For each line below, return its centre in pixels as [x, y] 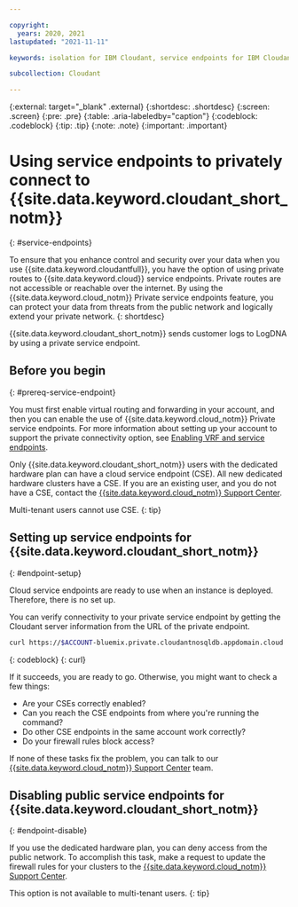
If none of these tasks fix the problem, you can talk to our [114, 758]
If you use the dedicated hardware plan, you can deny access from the [138, 848]
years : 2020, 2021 [51, 33]
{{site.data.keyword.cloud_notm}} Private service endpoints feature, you [141, 297]
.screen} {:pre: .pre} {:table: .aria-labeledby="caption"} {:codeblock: [133, 116]
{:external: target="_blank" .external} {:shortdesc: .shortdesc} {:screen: [140, 106]
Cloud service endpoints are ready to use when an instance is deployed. [141, 590]
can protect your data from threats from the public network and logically [141, 307]
